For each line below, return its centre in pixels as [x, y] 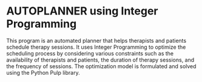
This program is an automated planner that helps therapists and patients [96, 40]
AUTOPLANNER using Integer [82, 11]
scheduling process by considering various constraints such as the [90, 53]
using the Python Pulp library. [43, 72]
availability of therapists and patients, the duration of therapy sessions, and [100, 60]
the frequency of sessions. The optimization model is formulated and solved [101, 66]
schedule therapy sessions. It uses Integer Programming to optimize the [96, 47]
